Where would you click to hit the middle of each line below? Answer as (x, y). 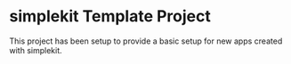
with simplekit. (36, 50)
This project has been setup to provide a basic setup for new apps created (146, 41)
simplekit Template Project (110, 16)
